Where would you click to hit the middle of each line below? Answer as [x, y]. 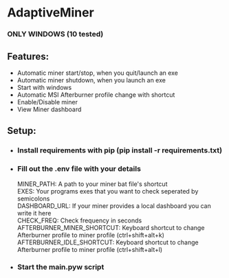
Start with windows [44, 87]
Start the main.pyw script [61, 267]
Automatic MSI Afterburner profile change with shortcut [96, 95]
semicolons [33, 198]
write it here [34, 213]
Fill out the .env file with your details [79, 169]
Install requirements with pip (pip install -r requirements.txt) [119, 150]
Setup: [22, 131]
